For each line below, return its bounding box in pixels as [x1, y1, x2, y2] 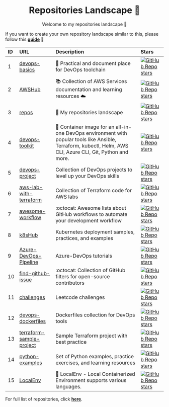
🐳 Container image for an [55, 123, 115, 130]
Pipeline [19, 259, 39, 266]
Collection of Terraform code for [55, 187, 132, 194]
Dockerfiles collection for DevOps [55, 311, 135, 318]
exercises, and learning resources [55, 359, 136, 366]
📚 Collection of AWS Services [55, 77, 127, 85]
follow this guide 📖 [5, 36, 44, 42]
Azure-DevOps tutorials [55, 252, 112, 259]
